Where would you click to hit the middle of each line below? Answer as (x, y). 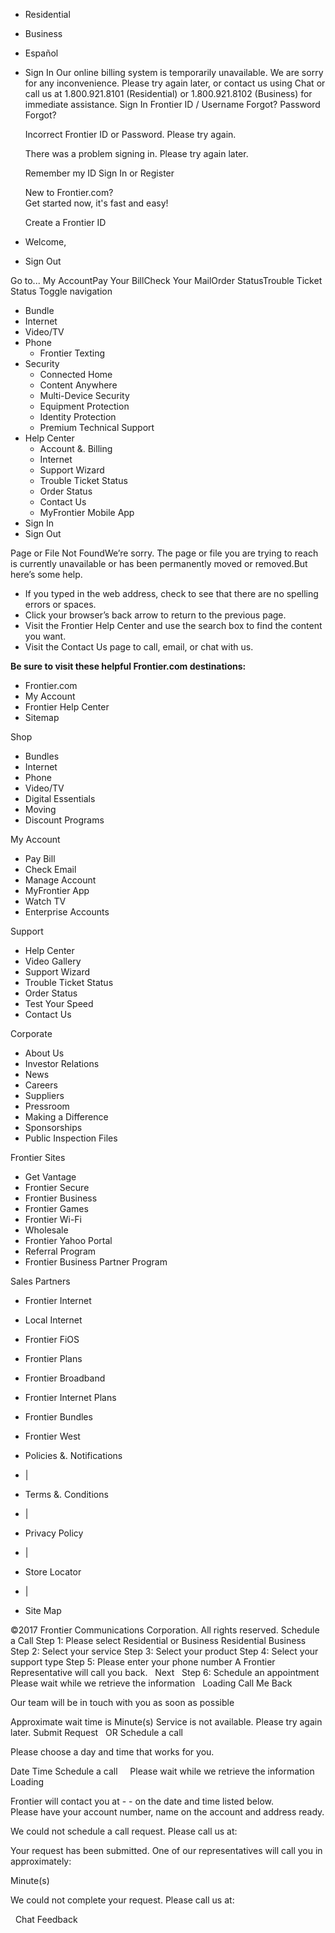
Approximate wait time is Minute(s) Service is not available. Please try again (166, 1722)
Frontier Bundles (58, 1417)
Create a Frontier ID (65, 222)
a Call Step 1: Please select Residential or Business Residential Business (158, 1640)
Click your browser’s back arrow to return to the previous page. (155, 615)
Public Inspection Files (71, 1138)
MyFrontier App (57, 890)
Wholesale (46, 1230)
